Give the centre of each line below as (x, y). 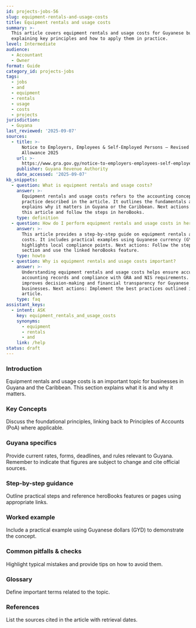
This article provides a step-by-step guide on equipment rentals (104, 234)
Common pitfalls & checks (44, 551)
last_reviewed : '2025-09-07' (41, 131)
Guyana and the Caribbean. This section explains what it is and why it (90, 388)
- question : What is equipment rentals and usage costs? (82, 185)
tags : (13, 77)
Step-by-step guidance (40, 483)
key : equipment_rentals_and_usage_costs (66, 315)
